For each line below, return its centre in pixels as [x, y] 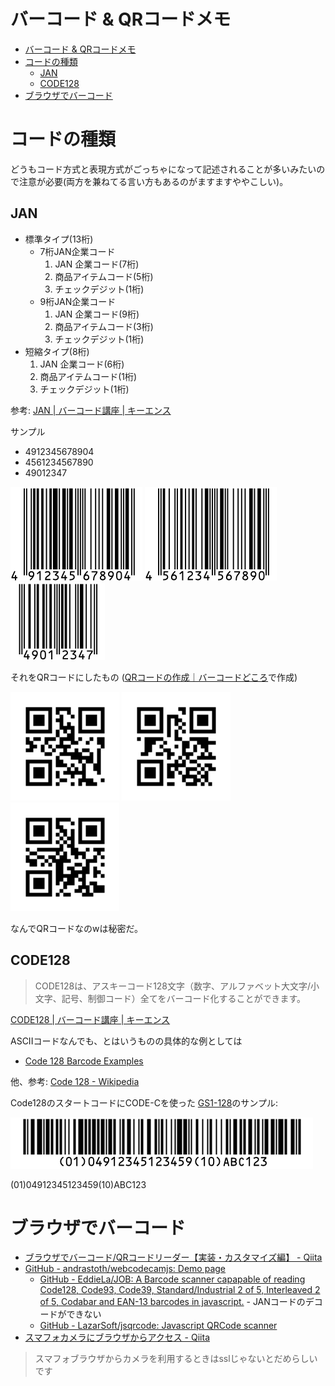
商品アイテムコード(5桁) [104, 276]
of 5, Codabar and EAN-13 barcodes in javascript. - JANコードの [172, 1302]
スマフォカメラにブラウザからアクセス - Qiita [117, 1337]
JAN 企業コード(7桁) [97, 264]
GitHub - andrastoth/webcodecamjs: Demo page [125, 1269]
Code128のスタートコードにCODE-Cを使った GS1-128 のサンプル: [144, 1102]
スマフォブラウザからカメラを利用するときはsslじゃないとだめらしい [176, 1359]
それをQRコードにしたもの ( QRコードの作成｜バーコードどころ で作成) [154, 677]
